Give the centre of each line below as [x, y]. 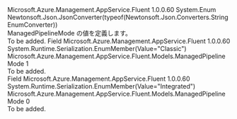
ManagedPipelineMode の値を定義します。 [70, 33]
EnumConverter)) [33, 25]
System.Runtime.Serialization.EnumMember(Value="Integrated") [102, 86]
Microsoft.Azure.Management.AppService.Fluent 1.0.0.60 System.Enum [112, 10]
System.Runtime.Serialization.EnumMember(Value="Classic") [97, 49]
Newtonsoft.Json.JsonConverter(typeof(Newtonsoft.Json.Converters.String [118, 17]
